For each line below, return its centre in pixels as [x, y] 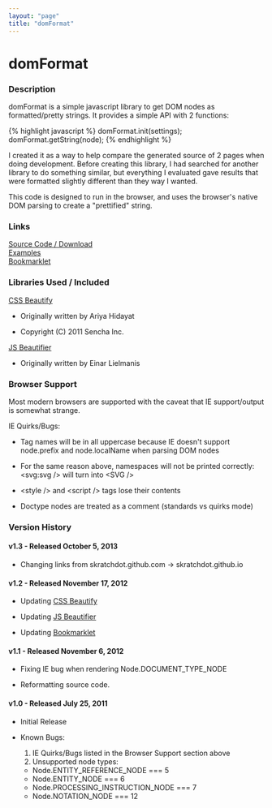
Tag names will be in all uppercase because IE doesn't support [125, 441]
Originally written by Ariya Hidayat [78, 316]
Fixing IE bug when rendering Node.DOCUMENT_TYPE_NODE [123, 669]
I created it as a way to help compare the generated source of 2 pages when [136, 155]
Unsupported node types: [76, 761]
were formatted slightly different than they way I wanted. [103, 181]
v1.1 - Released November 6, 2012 [66, 651]
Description [32, 88]
